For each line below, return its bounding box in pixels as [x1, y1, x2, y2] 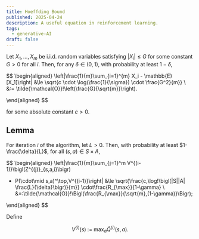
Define [6, 213, 23, 220]
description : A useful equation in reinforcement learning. [6, 20, 159, 26]
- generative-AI [11, 31, 52, 37]
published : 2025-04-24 [6, 14, 63, 20]
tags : [6, 25, 20, 32]
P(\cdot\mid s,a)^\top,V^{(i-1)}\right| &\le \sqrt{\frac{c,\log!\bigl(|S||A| [14, 177, 186, 184]
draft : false [6, 36, 39, 42]
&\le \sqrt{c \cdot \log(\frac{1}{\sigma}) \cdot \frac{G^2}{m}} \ [33, 78, 186, 85]
